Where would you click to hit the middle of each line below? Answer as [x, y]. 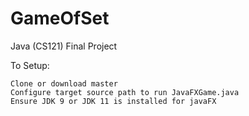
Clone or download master [64, 83]
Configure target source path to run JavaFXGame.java [125, 92]
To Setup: [30, 65]
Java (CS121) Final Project [64, 46]
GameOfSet [60, 18]
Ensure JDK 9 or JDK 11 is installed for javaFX [113, 101]
